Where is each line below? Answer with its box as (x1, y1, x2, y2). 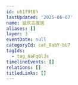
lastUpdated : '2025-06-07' (6, 14, 73, 20)
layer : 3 (6, 31, 28, 37)
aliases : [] (6, 25, 36, 32)
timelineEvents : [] (6, 59, 55, 65)
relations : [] (6, 64, 42, 71)
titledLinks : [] (6, 70, 46, 76)
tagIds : (6, 48, 26, 54)
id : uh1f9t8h (6, 8, 39, 15)
